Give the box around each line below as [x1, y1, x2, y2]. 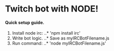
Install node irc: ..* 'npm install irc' [12, 30, 81, 36]
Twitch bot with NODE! [5, 3, 98, 14]
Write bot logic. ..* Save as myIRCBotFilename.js [12, 35, 110, 41]
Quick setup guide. [5, 19, 45, 25]
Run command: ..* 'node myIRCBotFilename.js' [12, 40, 106, 46]
